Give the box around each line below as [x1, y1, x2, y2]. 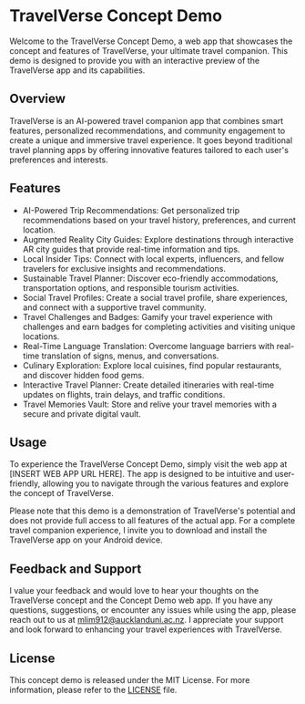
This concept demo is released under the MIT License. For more [9, 675, 250, 685]
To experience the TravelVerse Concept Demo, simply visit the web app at [9, 459, 288, 470]
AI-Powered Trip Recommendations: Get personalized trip [22, 204, 240, 215]
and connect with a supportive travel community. [22, 302, 207, 313]
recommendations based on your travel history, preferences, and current [22, 214, 296, 225]
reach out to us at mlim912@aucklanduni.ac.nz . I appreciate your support [9, 615, 284, 626]
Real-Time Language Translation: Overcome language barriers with [22, 340, 275, 351]
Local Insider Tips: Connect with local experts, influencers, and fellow [22, 253, 285, 264]
